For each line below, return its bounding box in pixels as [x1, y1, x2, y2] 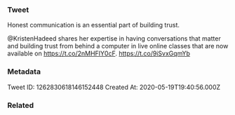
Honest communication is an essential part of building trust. [7, 21, 180, 29]
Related [7, 100, 34, 110]
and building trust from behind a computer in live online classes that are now [7, 42, 229, 50]
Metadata [7, 67, 41, 76]
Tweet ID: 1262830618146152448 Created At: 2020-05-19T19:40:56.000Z [7, 83, 221, 91]
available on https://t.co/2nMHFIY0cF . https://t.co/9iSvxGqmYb [7, 49, 191, 57]
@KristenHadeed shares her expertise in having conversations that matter [7, 34, 221, 43]
